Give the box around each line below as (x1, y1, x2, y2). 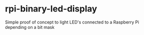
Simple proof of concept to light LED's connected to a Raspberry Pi (5, 19, 139, 25)
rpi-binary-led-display (5, 3, 97, 14)
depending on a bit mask (5, 24, 55, 30)
